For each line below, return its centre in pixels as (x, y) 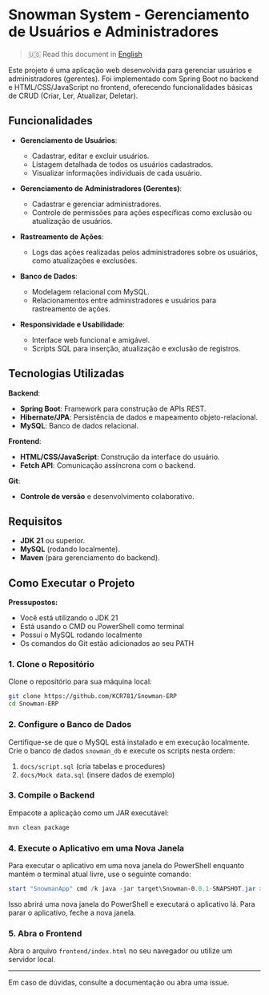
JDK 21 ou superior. (52, 541)
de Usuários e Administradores (113, 32)
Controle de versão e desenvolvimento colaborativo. (107, 496)
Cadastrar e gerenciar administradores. (96, 204)
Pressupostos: (33, 603)
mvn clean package (39, 827)
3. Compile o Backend (52, 795)
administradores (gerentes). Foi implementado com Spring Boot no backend (133, 79)
